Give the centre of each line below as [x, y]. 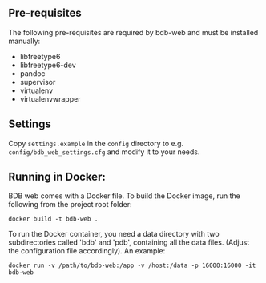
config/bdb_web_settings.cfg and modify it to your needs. [104, 152]
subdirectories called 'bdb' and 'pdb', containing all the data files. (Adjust [129, 242]
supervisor [38, 82]
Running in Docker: [57, 177]
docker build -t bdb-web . [53, 219]
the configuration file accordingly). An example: [87, 251]
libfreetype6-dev [48, 65]
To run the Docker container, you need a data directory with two [114, 234]
